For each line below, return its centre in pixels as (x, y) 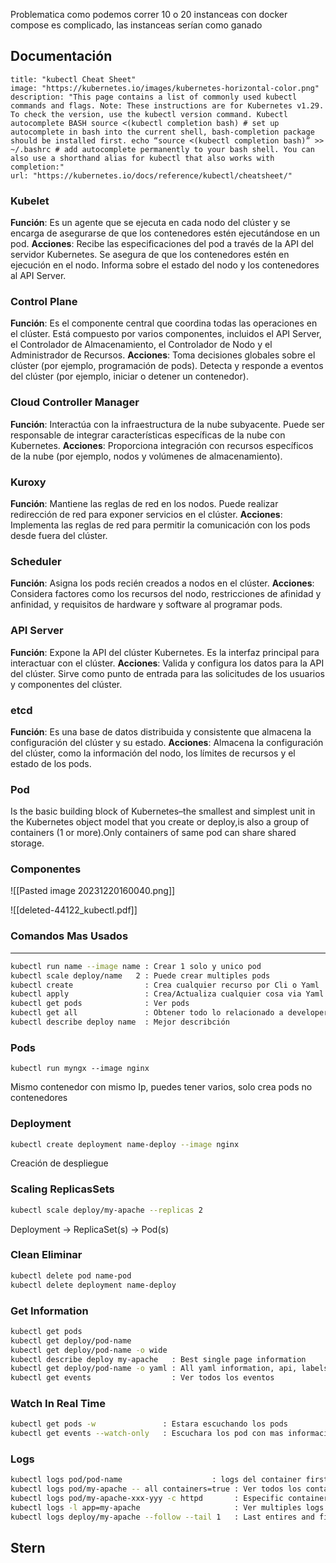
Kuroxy (28, 482)
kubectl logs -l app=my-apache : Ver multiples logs (167, 1508)
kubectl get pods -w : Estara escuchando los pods (149, 1424)
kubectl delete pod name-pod (71, 1275)
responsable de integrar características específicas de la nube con (148, 435)
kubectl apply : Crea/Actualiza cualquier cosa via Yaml (167, 994)
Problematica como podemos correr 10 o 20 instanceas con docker (149, 14)
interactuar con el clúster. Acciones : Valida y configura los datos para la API (167, 663)
